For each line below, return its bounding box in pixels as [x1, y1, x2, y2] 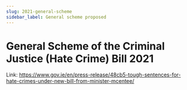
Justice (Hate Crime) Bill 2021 [6, 52, 154, 65]
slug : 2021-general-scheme [6, 8, 72, 15]
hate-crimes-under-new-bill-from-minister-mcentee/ [6, 78, 135, 85]
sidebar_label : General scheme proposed [6, 14, 107, 20]
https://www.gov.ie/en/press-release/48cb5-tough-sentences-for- [19, 71, 181, 78]
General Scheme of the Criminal [6, 39, 165, 53]
